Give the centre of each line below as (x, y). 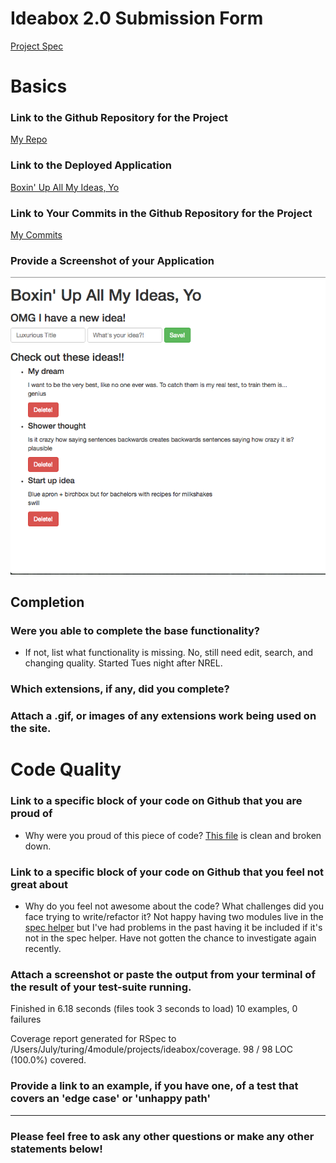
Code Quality (66, 769)
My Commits (36, 235)
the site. (31, 729)
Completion (47, 602)
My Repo (29, 139)
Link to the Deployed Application (91, 165)
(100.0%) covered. (48, 1060)
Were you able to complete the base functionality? (135, 630)
